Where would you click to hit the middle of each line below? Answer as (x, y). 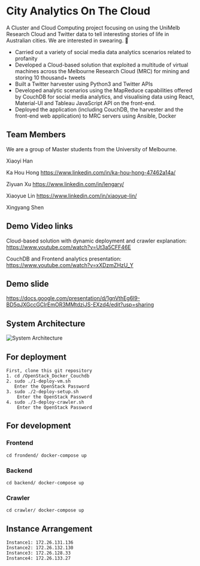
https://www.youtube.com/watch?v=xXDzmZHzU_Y (70, 265)
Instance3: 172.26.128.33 (38, 553)
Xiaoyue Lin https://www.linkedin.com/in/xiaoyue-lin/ (72, 196)
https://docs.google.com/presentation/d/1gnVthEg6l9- (73, 298)
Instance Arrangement (49, 528)
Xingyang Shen (25, 207)
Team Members (36, 135)
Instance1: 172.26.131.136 (40, 543)
